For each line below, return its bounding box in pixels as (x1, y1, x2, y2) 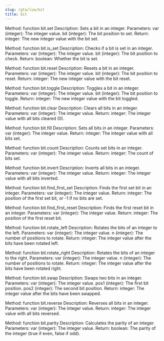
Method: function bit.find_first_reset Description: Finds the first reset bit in (5, 205, 154, 210)
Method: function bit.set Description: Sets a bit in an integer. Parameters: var (5, 25, 159, 31)
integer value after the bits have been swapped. (5, 290, 102, 296)
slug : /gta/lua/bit (5, 7, 45, 12)
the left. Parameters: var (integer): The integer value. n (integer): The (5, 230, 143, 236)
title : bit (5, 12, 27, 17)
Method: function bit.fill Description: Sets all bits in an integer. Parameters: (5, 125, 155, 131)
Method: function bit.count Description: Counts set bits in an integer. (5, 145, 143, 151)
